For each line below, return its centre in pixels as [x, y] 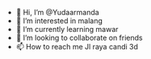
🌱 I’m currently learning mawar [67, 29]
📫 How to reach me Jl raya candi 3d [77, 47]
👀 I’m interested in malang [59, 21]
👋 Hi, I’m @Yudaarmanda [57, 12]
